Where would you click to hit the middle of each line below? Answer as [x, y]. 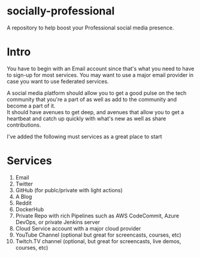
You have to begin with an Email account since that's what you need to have [101, 68]
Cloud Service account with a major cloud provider [78, 228]
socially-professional [61, 11]
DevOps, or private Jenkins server [58, 222]
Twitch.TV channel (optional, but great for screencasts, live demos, [98, 241]
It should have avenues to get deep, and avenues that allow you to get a [96, 112]
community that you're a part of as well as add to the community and [92, 99]
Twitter [24, 184]
